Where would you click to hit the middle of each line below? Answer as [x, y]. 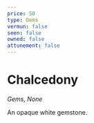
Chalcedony [43, 80]
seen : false [24, 33]
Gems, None [25, 99]
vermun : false [28, 26]
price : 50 [21, 13]
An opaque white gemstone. [47, 112]
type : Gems [23, 20]
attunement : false [34, 46]
